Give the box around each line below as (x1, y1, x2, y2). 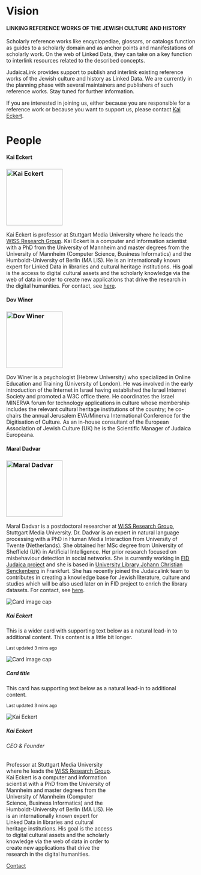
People (6, 134, 42, 147)
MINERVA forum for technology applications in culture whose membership (6, 399, 190, 407)
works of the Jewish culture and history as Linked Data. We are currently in (6, 75, 192, 82)
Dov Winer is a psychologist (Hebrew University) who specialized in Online (6, 374, 191, 381)
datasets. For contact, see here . (6, 587, 85, 594)
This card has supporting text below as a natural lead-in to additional (6, 685, 176, 692)
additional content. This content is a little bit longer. (6, 634, 133, 641)
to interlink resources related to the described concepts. (6, 57, 145, 64)
